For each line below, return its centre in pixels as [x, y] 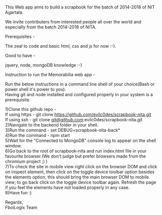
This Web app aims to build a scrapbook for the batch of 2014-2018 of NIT [80, 7]
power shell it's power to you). [35, 89]
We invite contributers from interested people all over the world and [73, 22]
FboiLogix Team [21, 207]
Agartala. [14, 12]
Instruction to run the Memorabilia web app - [50, 75]
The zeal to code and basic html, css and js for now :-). [61, 46]
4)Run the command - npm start [37, 135]
